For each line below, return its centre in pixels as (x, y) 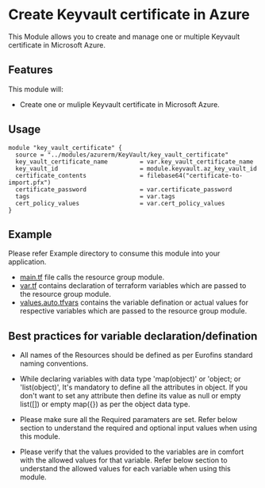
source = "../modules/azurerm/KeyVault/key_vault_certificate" (122, 155)
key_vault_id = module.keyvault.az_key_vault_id (136, 168)
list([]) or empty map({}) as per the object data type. (105, 404)
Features (31, 70)
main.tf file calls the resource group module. (92, 277)
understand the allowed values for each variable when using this (125, 469)
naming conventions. (54, 363)
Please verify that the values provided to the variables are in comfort (132, 452)
